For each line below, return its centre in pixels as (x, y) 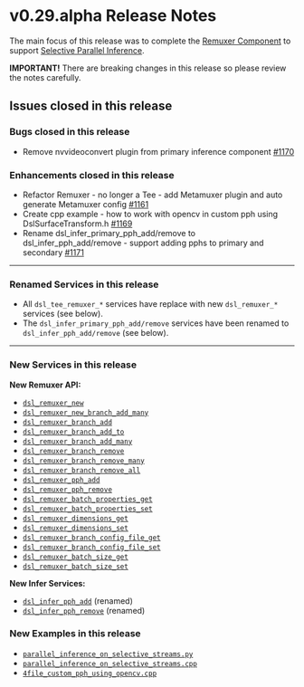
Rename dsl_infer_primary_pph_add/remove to (109, 233)
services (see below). (63, 314)
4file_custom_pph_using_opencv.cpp (90, 673)
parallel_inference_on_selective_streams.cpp (109, 663)
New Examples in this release (76, 634)
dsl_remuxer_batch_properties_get (87, 499)
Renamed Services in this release (84, 284)
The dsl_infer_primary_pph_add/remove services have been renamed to (156, 323)
